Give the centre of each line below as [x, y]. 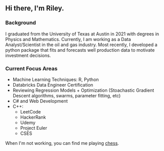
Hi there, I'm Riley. [35, 8]
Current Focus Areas [31, 68]
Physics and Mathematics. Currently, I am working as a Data [68, 39]
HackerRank [33, 117]
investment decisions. [28, 55]
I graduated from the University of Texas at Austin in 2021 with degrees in [82, 34]
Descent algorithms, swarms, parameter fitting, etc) [67, 95]
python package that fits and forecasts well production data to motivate [80, 50]
